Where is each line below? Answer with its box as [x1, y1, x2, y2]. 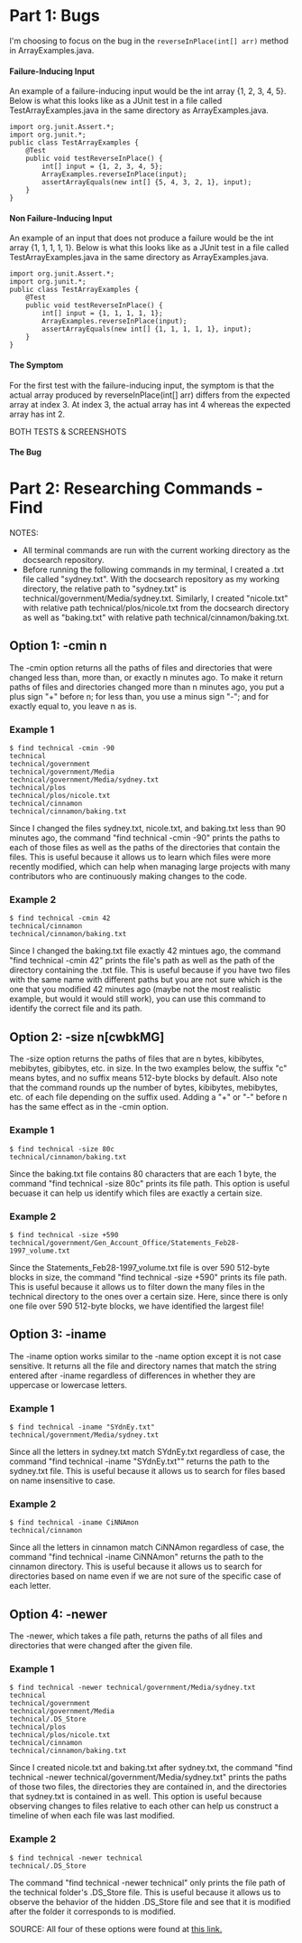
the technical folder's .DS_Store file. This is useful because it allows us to [9, 1886, 281, 1898]
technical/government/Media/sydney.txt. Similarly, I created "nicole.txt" [22, 593, 288, 604]
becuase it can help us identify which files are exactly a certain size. [9, 1187, 263, 1198]
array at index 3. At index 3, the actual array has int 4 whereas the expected [9, 399, 291, 409]
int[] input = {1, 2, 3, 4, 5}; [41, 162, 164, 172]
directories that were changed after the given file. [9, 1640, 194, 1651]
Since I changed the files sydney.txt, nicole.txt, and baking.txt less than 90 [9, 823, 287, 834]
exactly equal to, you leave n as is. [9, 700, 137, 711]
